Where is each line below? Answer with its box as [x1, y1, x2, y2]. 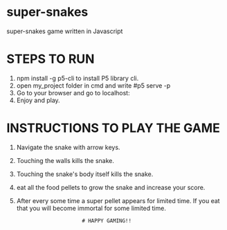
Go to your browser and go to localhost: [16, 88, 130, 97]
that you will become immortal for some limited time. [16, 204, 167, 212]
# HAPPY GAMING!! [82, 217, 132, 224]
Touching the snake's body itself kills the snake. [16, 170, 154, 178]
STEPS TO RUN [6, 51, 95, 67]
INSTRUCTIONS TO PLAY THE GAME [6, 120, 221, 136]
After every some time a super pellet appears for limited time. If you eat [16, 196, 220, 204]
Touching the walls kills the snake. [16, 156, 115, 164]
